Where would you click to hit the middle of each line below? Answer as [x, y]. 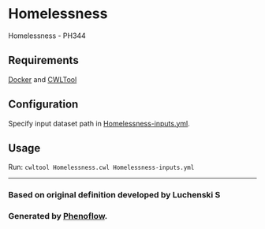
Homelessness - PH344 [47, 36]
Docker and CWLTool [43, 79]
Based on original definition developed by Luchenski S [114, 195]
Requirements [43, 60]
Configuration [43, 105]
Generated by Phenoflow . [58, 216]
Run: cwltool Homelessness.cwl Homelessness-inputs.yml [101, 167]
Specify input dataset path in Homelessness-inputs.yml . [99, 123]
